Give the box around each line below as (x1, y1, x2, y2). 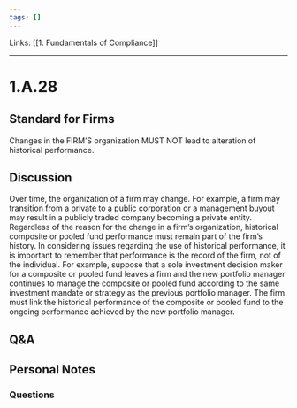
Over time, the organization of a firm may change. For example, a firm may (9, 194, 281, 204)
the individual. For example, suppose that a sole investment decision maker (9, 259, 283, 270)
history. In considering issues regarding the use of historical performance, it (9, 241, 286, 251)
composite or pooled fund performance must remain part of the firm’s (9, 231, 263, 242)
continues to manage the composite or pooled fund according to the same (9, 278, 280, 289)
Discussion (9, 170, 72, 186)
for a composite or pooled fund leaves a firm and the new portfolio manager (9, 269, 286, 280)
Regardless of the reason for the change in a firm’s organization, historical (9, 222, 278, 233)
